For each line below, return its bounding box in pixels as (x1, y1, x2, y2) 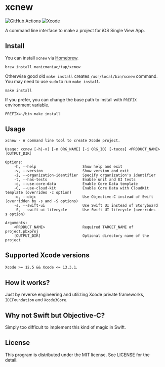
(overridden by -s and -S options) (5, 198, 79, 204)
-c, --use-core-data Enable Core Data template (14, 181, 138, 186)
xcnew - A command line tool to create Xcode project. (5, 138, 121, 143)
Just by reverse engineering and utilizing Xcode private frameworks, (5, 291, 145, 298)
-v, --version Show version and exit (14, 168, 129, 173)
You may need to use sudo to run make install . (5, 78, 100, 84)
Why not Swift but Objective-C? (5, 311, 105, 320)
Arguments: (5, 220, 28, 225)
